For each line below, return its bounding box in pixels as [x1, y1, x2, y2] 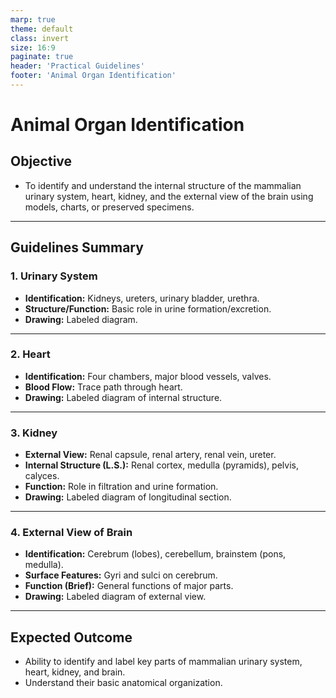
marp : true [10, 14, 56, 25]
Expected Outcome [10, 629, 133, 646]
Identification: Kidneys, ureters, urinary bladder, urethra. [24, 292, 260, 304]
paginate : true [10, 52, 74, 62]
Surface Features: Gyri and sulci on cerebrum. [24, 569, 218, 581]
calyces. [24, 470, 60, 482]
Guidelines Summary [10, 239, 144, 256]
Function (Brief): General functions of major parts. [24, 580, 234, 592]
